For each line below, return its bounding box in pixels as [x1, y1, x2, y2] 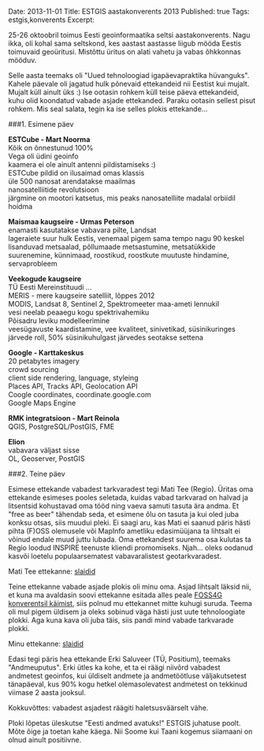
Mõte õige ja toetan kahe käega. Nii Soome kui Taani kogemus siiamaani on [8, 727, 253, 736]
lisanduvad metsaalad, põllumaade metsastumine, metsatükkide [8, 242, 216, 251]
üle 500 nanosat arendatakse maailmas [8, 177, 136, 186]
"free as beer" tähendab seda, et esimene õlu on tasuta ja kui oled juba [8, 510, 239, 519]
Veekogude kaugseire [8, 274, 82, 283]
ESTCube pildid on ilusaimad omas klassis [8, 169, 145, 177]
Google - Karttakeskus [8, 348, 84, 357]
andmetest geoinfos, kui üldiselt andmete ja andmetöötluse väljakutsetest [8, 671, 247, 680]
